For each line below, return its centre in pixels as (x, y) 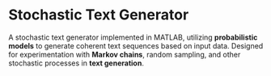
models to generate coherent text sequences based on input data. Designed (136, 45)
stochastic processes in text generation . (76, 63)
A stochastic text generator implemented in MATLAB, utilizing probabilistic (133, 37)
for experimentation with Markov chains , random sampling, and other (125, 54)
